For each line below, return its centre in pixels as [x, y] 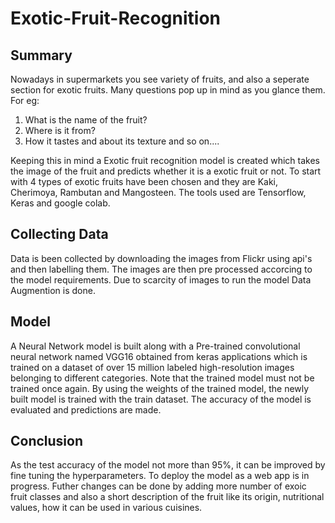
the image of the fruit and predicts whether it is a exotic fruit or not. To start [166, 171]
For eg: [25, 100]
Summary [41, 55]
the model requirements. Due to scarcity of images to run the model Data [161, 279]
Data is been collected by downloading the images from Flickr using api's [161, 258]
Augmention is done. [53, 290]
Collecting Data [59, 234]
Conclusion [47, 441]
